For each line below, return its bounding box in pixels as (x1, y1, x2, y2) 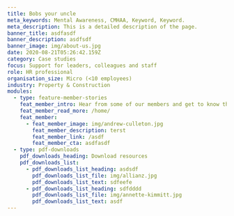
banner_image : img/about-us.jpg (7, 43, 101, 49)
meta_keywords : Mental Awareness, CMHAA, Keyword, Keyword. (7, 17, 186, 24)
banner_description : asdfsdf (7, 36, 92, 43)
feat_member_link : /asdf (32, 133, 104, 140)
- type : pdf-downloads (13, 146, 79, 153)
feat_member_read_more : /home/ (19, 107, 111, 114)
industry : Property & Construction (7, 82, 111, 88)
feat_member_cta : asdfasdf (32, 140, 111, 147)
